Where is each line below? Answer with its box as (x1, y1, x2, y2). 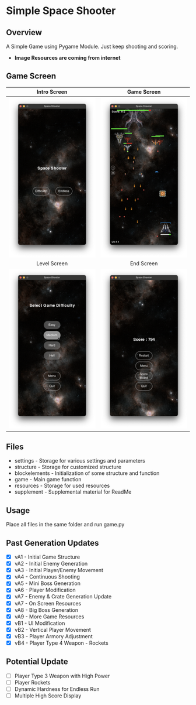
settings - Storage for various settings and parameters (14, 457, 146, 464)
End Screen (130, 260, 158, 267)
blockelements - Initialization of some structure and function (14, 470, 160, 477)
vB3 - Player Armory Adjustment (14, 632, 93, 639)
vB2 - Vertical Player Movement (14, 626, 92, 633)
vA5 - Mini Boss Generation (14, 580, 80, 587)
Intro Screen (37, 88, 68, 95)
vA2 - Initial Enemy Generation (14, 560, 88, 567)
